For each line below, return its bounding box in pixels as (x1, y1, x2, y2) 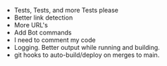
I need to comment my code (13, 36, 97, 44)
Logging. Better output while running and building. (13, 44, 160, 51)
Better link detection (13, 13, 73, 22)
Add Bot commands (13, 28, 72, 37)
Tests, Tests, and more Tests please (13, 6, 118, 14)
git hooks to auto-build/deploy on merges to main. (13, 51, 160, 59)
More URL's (13, 21, 48, 29)
